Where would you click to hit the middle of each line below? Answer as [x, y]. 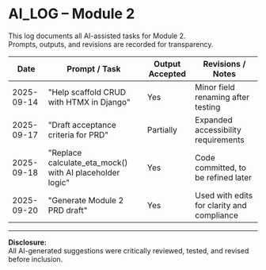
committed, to [221, 168]
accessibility [218, 129]
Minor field [215, 87]
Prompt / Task [94, 68]
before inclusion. [36, 259]
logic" [59, 182]
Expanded [214, 120]
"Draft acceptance [82, 125]
